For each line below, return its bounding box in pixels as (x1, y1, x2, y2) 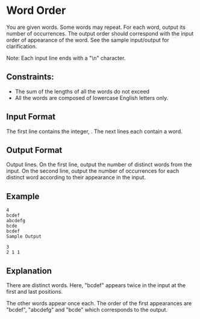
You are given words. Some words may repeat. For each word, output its (6, 23, 186, 31)
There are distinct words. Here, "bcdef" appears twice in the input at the (6, 282, 186, 289)
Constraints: (6, 72, 54, 82)
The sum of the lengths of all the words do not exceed (14, 88, 149, 95)
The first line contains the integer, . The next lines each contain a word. (6, 128, 183, 135)
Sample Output (6, 234, 42, 240)
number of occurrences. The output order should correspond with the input (6, 29, 194, 37)
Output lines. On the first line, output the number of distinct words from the (6, 161, 192, 169)
